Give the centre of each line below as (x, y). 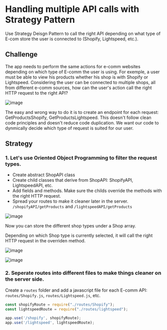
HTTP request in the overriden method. (45, 241)
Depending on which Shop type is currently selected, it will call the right (79, 235)
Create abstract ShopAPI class (44, 175)
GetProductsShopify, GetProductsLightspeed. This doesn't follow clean (78, 117)
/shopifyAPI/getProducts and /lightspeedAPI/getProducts (72, 207)
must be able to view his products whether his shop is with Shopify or (77, 77)
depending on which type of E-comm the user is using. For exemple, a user (83, 72)
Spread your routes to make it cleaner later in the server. (70, 201)
